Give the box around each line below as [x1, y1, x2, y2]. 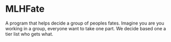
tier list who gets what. [5, 31, 53, 37]
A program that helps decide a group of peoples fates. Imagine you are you [5, 20, 164, 26]
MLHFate [5, 3, 45, 15]
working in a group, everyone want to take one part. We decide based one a [5, 25, 166, 31]
